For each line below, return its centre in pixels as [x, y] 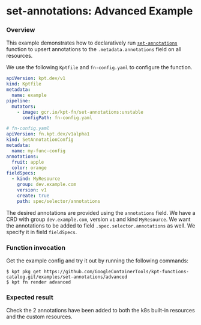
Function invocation [36, 247]
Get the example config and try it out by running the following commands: [97, 261]
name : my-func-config [39, 151]
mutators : [24, 107]
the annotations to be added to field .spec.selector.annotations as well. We [101, 225]
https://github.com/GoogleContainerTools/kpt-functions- [116, 272]
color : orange [29, 168]
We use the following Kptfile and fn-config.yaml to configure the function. [99, 67]
